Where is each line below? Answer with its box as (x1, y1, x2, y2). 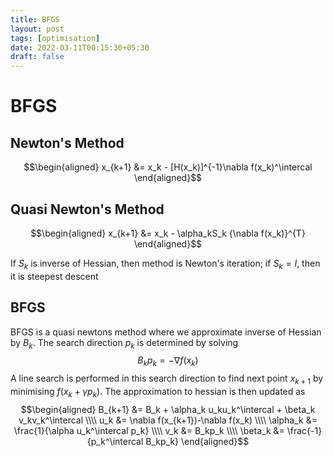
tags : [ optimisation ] (10, 33, 101, 43)
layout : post (10, 24, 65, 34)
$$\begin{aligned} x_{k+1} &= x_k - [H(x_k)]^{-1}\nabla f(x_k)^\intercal (23, 161, 313, 173)
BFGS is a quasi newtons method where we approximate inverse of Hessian (10, 326, 322, 338)
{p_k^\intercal (86, 435, 144, 447)
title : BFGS (10, 14, 60, 25)
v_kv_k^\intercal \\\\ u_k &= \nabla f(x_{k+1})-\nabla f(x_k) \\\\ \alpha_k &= (18, 414, 318, 426)
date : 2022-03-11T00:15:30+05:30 (10, 42, 150, 53)
